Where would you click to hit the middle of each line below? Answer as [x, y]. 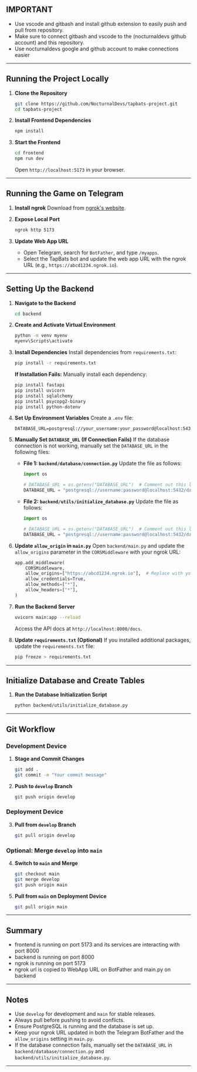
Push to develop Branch [43, 786]
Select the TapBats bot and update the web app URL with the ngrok [105, 259]
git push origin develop [45, 797]
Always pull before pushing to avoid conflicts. [69, 1020]
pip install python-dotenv [47, 407]
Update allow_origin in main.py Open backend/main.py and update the [99, 545]
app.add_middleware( [40, 562]
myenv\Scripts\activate [44, 341]
